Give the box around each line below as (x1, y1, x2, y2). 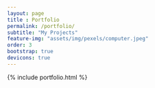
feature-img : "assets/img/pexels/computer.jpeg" (7, 35, 149, 42)
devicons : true (7, 55, 51, 61)
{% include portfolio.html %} (7, 73, 88, 81)
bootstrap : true (7, 48, 53, 55)
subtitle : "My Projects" (7, 29, 78, 36)
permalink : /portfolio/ (7, 23, 75, 29)
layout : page (7, 10, 45, 17)
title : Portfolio (7, 16, 60, 23)
